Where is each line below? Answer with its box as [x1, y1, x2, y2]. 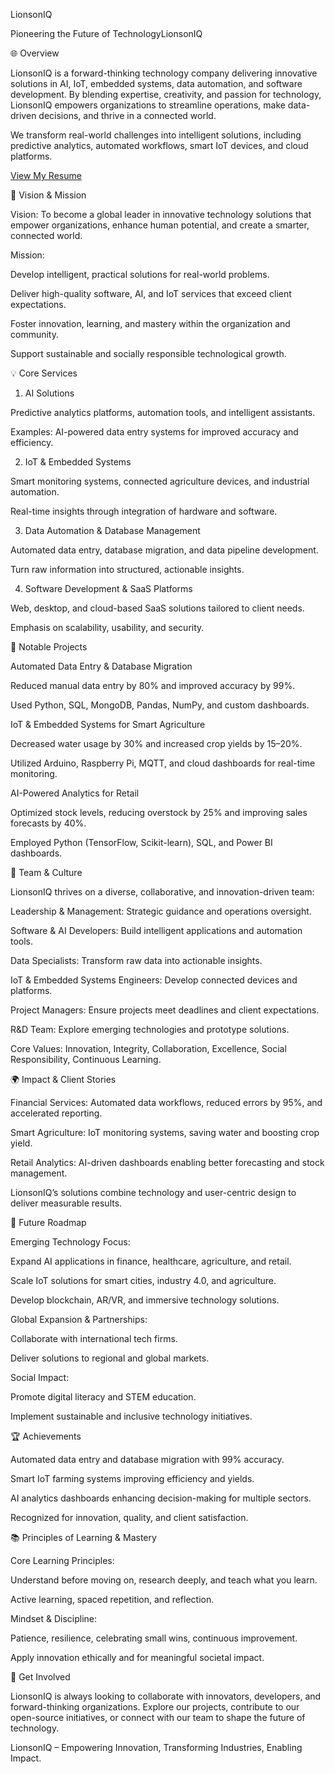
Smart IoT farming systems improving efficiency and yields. [10, 1473, 255, 1484]
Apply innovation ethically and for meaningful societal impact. [10, 1652, 265, 1663]
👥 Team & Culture [10, 867, 83, 878]
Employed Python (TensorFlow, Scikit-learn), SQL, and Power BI [10, 837, 273, 848]
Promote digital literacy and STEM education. [10, 1391, 197, 1403]
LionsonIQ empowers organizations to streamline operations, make [10, 99, 286, 111]
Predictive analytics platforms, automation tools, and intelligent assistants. [10, 407, 316, 418]
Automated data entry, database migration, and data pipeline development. [10, 544, 319, 556]
